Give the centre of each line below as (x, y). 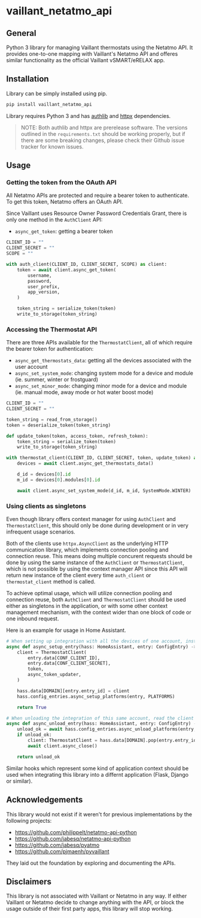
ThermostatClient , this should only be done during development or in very (97, 525)
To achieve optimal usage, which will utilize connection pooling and (89, 593)
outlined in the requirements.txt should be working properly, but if (103, 134)
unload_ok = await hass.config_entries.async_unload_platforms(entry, (107, 729)
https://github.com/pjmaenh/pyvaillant (62, 851)
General (22, 33)
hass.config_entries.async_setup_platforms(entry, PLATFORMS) (96, 696)
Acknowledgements (45, 800)
